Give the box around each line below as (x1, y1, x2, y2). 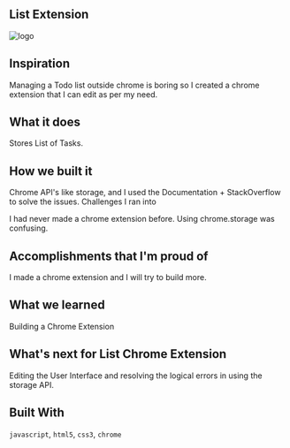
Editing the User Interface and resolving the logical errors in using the (9, 370, 263, 381)
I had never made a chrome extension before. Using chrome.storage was (9, 214, 276, 224)
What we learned (9, 298, 105, 313)
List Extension (9, 7, 89, 22)
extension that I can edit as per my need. (9, 88, 158, 100)
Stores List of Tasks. (9, 138, 84, 148)
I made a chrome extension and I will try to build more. (9, 272, 207, 283)
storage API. (9, 379, 55, 390)
